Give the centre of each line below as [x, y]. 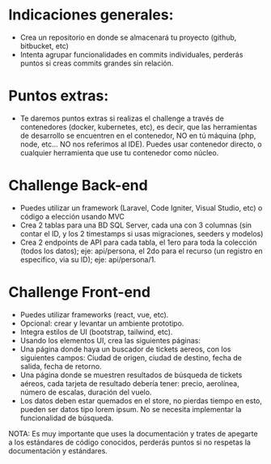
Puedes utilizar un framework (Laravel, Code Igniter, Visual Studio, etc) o [141, 207]
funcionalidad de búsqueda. [67, 418]
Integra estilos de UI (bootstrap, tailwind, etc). [96, 332]
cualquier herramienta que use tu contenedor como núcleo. [119, 152]
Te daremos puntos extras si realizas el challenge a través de [122, 118]
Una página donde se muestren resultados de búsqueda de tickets [131, 375]
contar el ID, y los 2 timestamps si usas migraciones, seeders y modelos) [142, 233]
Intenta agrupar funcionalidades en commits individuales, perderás [131, 54]
